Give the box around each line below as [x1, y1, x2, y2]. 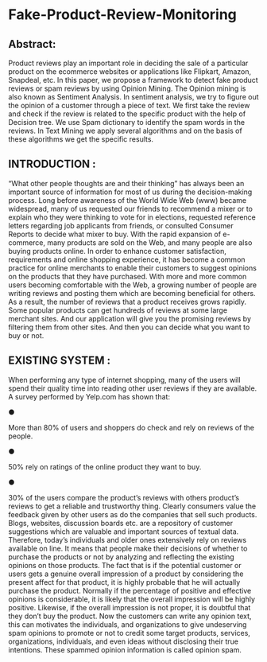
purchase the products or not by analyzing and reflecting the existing [8, 551, 234, 562]
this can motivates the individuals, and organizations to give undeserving [8, 619, 247, 629]
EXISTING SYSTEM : [8, 354, 111, 368]
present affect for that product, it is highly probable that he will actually [8, 577, 241, 586]
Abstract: [8, 37, 56, 51]
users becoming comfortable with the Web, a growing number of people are [8, 280, 257, 290]
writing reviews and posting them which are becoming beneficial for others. [8, 288, 256, 298]
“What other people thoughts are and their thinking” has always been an [8, 178, 245, 188]
